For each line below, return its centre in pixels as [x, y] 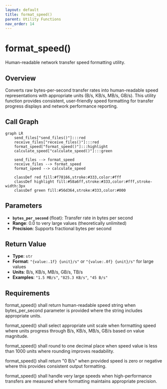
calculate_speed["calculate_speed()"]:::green [63, 151]
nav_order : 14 [20, 24]
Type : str [22, 256]
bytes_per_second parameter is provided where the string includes [74, 310]
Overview [21, 78]
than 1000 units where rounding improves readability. [60, 351]
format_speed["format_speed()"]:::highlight [61, 146]
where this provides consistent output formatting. [56, 366]
